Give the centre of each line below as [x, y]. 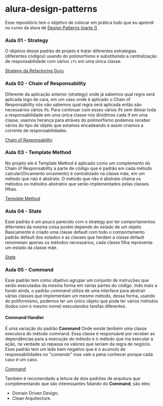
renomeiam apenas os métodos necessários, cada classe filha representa [79, 243]
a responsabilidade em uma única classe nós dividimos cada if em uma [76, 115]
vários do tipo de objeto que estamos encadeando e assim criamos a [74, 125]
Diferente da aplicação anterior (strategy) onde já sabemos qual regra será [80, 94]
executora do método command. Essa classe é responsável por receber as [80, 333]
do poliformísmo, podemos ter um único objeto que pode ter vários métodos [81, 301]
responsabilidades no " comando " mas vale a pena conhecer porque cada [79, 354]
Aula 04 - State [23, 211]
